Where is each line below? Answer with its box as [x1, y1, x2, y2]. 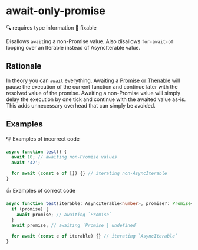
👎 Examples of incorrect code [6, 135, 80, 142]
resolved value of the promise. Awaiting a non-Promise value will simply [6, 89, 181, 96]
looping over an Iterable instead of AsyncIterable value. [6, 44, 141, 51]
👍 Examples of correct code [6, 187, 75, 194]
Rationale [6, 61, 42, 72]
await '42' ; [11, 160, 41, 166]
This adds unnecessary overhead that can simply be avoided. [6, 102, 156, 109]
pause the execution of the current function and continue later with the [6, 83, 178, 90]
